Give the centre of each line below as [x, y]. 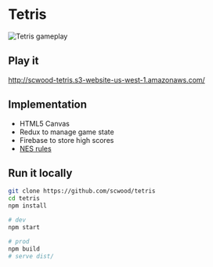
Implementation [48, 105]
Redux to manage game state [67, 132]
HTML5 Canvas [45, 123]
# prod [19, 241]
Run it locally [40, 173]
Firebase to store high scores [67, 140]
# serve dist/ [31, 256]
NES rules [36, 148]
